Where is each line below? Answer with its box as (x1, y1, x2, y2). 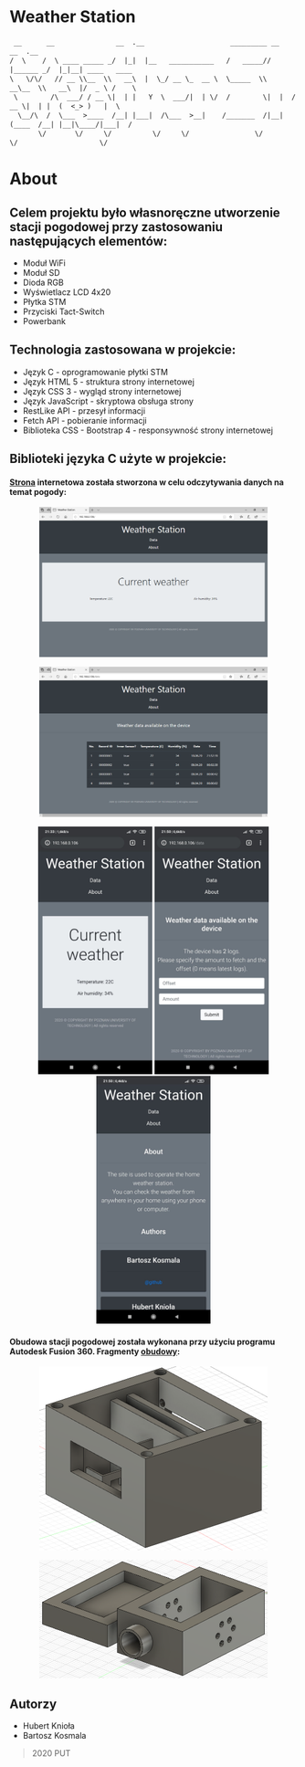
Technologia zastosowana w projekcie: (9, 342, 237, 358)
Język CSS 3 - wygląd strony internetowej (22, 385, 182, 396)
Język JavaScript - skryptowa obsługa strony (22, 395, 195, 406)
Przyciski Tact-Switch (22, 306, 105, 317)
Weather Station (9, 6, 136, 27)
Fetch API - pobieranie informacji (22, 415, 148, 426)
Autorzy (9, 1696, 58, 1711)
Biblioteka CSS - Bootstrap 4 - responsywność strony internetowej (22, 425, 274, 436)
